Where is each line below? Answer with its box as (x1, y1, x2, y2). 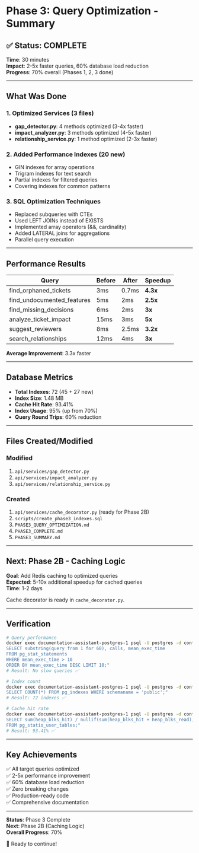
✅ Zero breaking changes (6, 785, 69, 792)
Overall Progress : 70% (6, 829, 63, 836)
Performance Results (6, 259, 86, 269)
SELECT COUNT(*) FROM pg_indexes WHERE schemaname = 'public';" (6, 689, 168, 695)
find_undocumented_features (9, 296, 91, 304)
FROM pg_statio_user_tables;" (6, 722, 81, 728)
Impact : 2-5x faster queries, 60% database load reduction (6, 62, 149, 69)
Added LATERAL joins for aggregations (14, 230, 110, 237)
